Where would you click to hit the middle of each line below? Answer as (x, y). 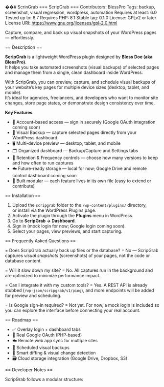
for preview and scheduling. (33, 295)
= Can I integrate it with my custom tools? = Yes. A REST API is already (76, 285)
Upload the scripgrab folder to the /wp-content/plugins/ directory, (79, 205)
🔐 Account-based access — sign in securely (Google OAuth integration (84, 122)
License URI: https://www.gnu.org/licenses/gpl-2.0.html (61, 23)
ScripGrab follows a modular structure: (44, 379)
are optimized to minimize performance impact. (53, 275)
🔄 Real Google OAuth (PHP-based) (47, 335)
